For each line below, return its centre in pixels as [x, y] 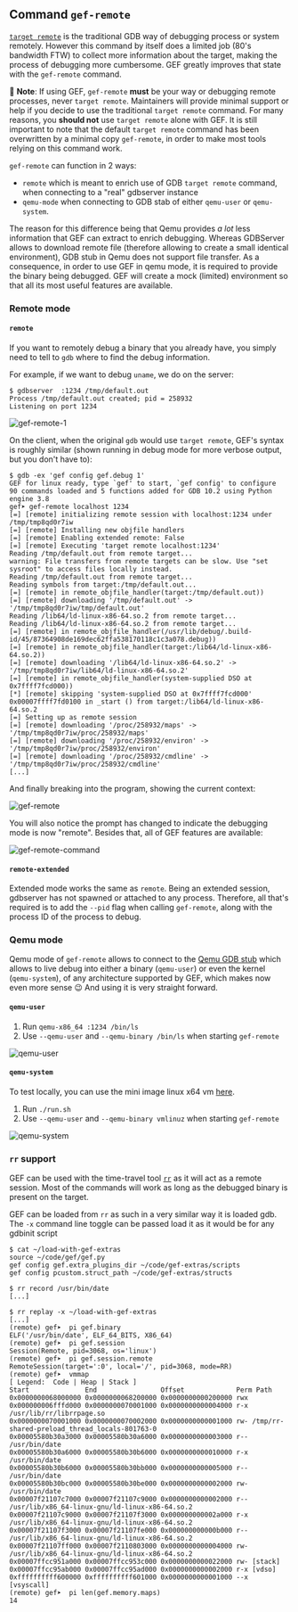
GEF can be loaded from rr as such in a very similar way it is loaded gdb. [143, 1214]
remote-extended [39, 869]
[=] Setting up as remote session [73, 717]
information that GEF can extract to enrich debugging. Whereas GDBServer [147, 238]
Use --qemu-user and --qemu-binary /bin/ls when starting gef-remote [151, 1036]
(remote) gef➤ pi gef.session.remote [81, 1359]
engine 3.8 [29, 498]
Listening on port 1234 [53, 406]
